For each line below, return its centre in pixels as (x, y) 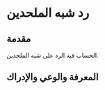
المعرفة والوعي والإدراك (52, 77)
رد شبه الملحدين (48, 13)
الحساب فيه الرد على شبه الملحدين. (52, 55)
